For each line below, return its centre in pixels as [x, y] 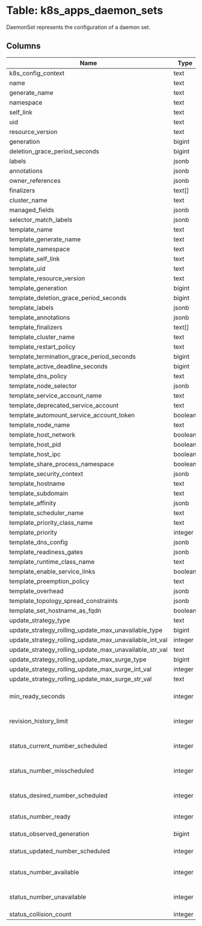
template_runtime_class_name [52, 562]
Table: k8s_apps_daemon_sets [85, 11]
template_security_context [46, 474]
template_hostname [37, 483]
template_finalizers [36, 327]
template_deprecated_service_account [64, 405]
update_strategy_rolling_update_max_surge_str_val [81, 679]
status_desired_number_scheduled [59, 796]
